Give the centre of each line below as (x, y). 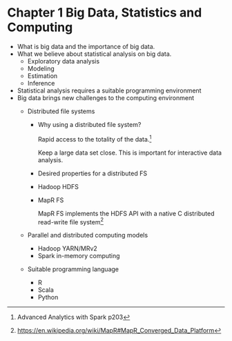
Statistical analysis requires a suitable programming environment (109, 90)
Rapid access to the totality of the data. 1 (95, 138)
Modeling (41, 68)
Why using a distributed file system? (89, 124)
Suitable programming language (73, 269)
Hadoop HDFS (58, 186)
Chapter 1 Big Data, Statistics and (105, 13)
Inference (41, 83)
